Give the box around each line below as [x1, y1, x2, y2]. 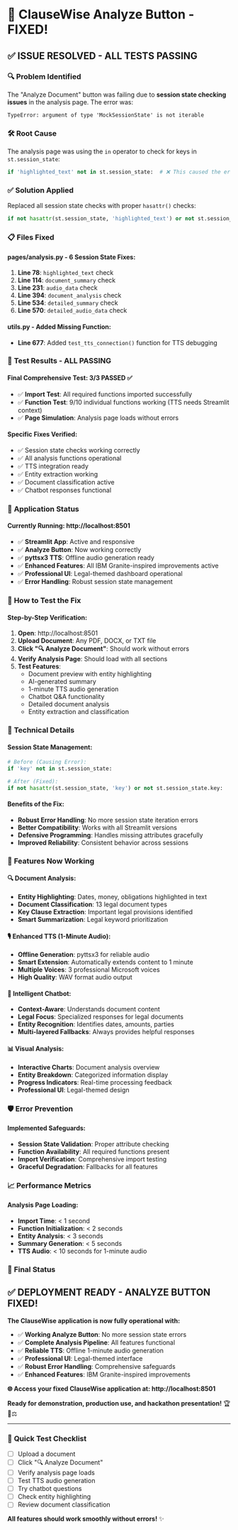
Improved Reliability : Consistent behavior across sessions [17, 838, 189, 847]
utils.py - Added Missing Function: [7, 322, 111, 331]
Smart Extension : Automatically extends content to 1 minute [17, 958, 193, 967]
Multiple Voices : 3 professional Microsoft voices [17, 965, 161, 974]
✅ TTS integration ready [17, 462, 89, 470]
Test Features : [17, 662, 62, 671]
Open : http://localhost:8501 [17, 629, 98, 638]
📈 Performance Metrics [7, 1181, 92, 1190]
